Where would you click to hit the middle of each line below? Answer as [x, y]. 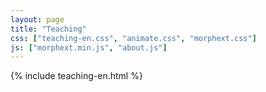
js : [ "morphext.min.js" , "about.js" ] [89, 47]
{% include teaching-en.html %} [76, 76]
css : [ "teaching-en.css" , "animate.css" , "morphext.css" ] [133, 38]
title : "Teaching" [48, 29]
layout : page [37, 19]
